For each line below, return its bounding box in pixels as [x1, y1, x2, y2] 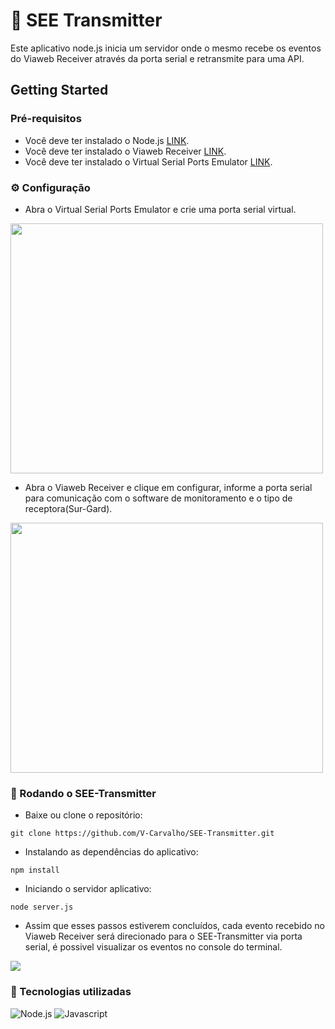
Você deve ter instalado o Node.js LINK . [24, 134, 190, 146]
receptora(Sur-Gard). [24, 502, 113, 514]
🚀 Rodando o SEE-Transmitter [10, 786, 157, 800]
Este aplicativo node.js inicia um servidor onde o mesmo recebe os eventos [10, 42, 322, 54]
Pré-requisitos [10, 112, 82, 126]
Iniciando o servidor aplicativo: [24, 883, 152, 895]
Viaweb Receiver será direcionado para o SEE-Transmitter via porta [24, 930, 303, 943]
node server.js [10, 902, 74, 913]
